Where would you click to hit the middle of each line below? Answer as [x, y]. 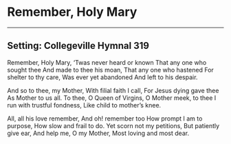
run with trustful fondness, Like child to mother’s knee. [84, 105]
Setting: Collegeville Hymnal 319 [78, 46]
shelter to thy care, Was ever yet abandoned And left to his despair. [102, 77]
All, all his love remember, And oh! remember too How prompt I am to [105, 119]
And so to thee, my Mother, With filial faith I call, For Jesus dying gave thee [113, 90]
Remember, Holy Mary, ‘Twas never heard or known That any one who [107, 62]
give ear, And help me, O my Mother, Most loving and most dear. [98, 133]
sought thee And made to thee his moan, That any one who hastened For [111, 70]
